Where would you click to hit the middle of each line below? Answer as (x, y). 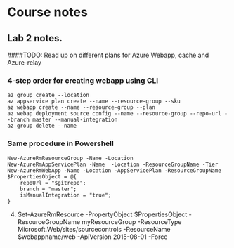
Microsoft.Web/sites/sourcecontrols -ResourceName (94, 229)
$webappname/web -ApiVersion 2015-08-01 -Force (92, 237)
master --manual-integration (75, 120)
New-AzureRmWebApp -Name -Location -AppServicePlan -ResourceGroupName (114, 170)
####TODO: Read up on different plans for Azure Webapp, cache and (108, 55)
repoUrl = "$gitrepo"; (53, 183)
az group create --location (48, 96)
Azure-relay (25, 63)
